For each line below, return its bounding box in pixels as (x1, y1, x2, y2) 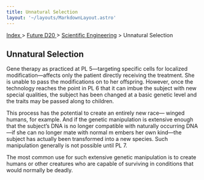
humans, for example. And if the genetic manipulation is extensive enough (6, 116, 194, 123)
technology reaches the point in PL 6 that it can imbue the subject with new (6, 85, 197, 92)
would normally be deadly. (6, 167, 74, 174)
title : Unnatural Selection (6, 9, 78, 15)
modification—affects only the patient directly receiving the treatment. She (6, 71, 195, 79)
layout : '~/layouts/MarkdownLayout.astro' (6, 15, 116, 21)
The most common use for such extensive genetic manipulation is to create (6, 154, 197, 161)
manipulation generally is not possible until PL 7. (6, 142, 127, 149)
